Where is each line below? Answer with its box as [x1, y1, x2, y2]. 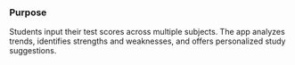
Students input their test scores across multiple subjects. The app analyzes [9, 27, 285, 37]
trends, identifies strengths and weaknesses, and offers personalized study [9, 36, 286, 46]
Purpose [9, 6, 47, 19]
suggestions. [9, 45, 57, 56]
